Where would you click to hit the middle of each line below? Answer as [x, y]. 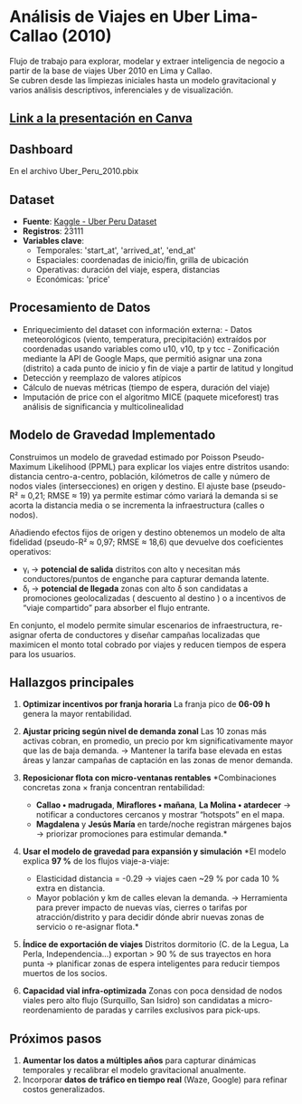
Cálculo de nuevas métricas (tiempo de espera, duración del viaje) [146, 387]
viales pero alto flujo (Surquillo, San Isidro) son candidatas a [134, 1001]
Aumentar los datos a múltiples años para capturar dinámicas [139, 1060]
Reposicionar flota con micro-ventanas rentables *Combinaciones [150, 778]
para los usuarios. [43, 654]
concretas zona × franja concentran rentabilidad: [113, 788]
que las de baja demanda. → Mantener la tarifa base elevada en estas [152, 751]
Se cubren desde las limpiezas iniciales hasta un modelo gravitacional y [143, 80]
